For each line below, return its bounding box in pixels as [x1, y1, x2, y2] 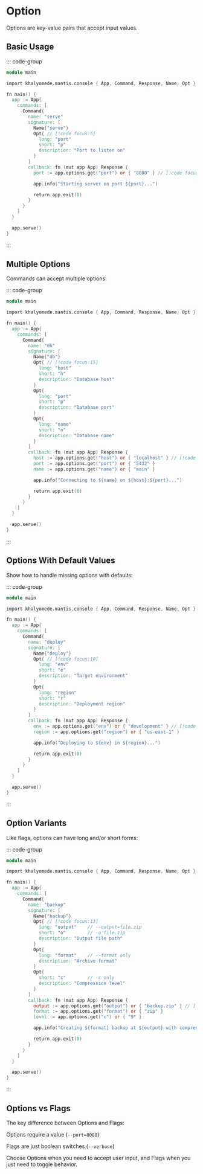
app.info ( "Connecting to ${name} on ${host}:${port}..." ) [33, 477, 182, 483]
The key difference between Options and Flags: [6, 1119, 125, 1126]
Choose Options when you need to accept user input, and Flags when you [6, 1155, 191, 1161]
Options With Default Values [6, 556, 115, 566]
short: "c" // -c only [38, 975, 115, 981]
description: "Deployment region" [38, 701, 126, 707]
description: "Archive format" [38, 958, 118, 964]
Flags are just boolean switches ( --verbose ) [6, 1143, 115, 1150]
